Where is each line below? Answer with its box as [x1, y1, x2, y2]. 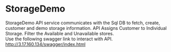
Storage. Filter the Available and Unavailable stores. [5, 30, 114, 36]
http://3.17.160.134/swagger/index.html [5, 41, 86, 47]
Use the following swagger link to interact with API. [5, 36, 113, 42]
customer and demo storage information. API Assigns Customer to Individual [5, 25, 167, 31]
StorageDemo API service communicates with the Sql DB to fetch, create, [5, 20, 160, 26]
